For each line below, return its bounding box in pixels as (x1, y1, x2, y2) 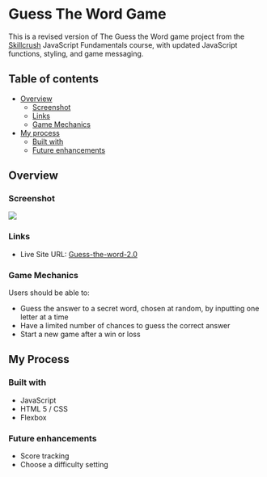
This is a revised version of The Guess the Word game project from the (8, 32, 245, 41)
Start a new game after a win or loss (19, 329, 141, 340)
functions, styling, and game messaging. (8, 49, 144, 58)
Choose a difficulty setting (19, 460, 109, 470)
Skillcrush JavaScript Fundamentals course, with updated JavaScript (8, 40, 238, 49)
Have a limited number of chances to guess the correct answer (19, 321, 231, 331)
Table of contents (8, 72, 99, 86)
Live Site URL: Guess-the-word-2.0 (19, 249, 138, 259)
